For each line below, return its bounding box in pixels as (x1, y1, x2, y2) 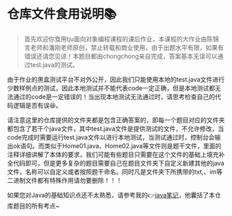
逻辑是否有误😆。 (12, 101, 62, 109)
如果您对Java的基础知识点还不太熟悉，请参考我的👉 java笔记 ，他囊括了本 (7, 190, 215, 199)
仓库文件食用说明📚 (7, 6, 117, 22)
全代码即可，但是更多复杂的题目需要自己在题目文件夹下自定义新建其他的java (7, 159, 224, 167)
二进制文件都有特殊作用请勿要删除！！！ (7, 176, 122, 184)
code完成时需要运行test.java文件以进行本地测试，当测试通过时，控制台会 (7, 132, 215, 141)
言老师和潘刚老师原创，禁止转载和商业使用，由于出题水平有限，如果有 (23, 43, 224, 52)
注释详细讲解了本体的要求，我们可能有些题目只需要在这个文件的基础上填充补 (7, 150, 225, 159)
